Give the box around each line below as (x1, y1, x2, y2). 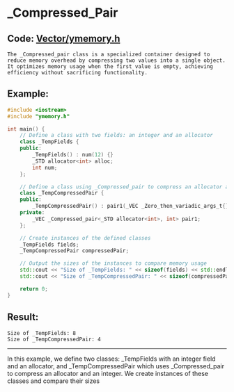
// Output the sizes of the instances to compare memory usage (19, 260, 208, 267)
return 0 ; (19, 285, 49, 293)
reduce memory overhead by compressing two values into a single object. (7, 57, 226, 64)
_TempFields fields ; (19, 241, 79, 248)
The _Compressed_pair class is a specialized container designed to (7, 51, 210, 58)
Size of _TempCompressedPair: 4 (7, 336, 101, 343)
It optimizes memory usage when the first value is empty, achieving (7, 63, 214, 70)
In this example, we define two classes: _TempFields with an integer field (7, 354, 216, 363)
